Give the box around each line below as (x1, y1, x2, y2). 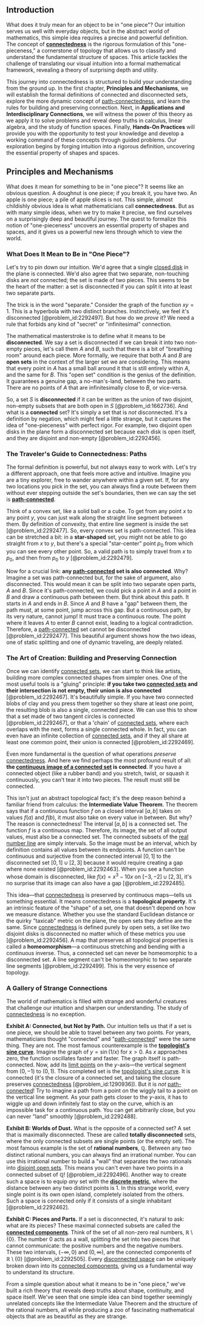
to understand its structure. (6, 1269, 75, 1276)
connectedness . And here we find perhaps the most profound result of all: (6, 757, 192, 764)
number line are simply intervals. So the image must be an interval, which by (6, 840, 197, 847)
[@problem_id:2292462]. (6, 1204, 70, 1211)
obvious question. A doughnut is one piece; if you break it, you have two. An (6, 189, 197, 196)
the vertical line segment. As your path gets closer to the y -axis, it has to (6, 1094, 188, 1101)
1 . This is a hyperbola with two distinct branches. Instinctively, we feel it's (6, 307, 189, 315)
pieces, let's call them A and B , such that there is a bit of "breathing (23, 345, 192, 352)
